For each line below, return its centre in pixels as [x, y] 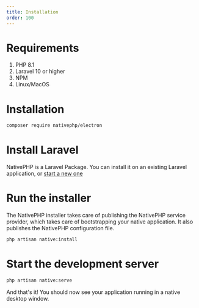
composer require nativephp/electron [54, 126]
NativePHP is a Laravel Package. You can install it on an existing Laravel [97, 167]
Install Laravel [42, 150]
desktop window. [28, 298]
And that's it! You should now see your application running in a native [93, 292]
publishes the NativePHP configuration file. [60, 228]
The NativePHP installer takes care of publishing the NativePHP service [96, 216]
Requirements [43, 48]
